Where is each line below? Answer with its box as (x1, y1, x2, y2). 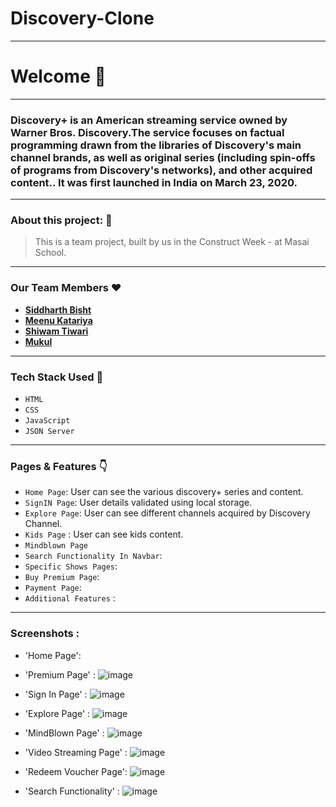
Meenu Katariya (24, 314, 93, 326)
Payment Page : (24, 582, 82, 594)
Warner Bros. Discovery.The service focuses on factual (10, 125, 285, 139)
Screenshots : (10, 627, 80, 641)
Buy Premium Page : (24, 571, 100, 583)
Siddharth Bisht (24, 303, 92, 316)
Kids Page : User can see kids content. (24, 528, 184, 541)
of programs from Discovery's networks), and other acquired (10, 163, 313, 177)
